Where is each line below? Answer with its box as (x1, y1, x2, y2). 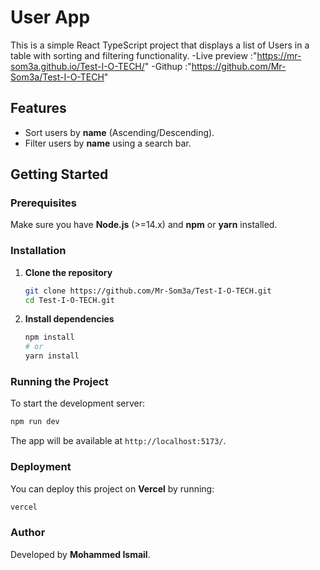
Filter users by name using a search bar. (24, 137, 192, 149)
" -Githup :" (144, 60, 192, 72)
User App (10, 6, 91, 29)
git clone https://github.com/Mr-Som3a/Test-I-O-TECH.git (24, 286, 272, 296)
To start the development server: (10, 397, 146, 410)
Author (10, 526, 46, 540)
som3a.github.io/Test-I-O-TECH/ (10, 60, 145, 72)
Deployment (10, 460, 72, 474)
